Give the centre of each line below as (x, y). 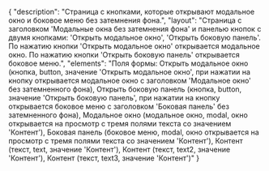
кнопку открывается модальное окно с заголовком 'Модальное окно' (130, 81)
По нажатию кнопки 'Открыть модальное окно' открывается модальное (134, 46)
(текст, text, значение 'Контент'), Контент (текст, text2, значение (120, 150)
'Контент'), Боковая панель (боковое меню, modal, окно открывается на (134, 132)
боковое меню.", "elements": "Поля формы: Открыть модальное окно (128, 63)
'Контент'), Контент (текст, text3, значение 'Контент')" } (104, 158)
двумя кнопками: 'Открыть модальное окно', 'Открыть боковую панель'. (134, 37)
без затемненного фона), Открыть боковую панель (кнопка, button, (125, 89)
